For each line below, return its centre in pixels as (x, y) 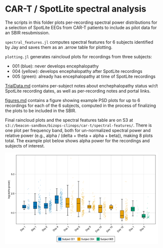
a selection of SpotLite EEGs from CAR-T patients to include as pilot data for (81, 27)
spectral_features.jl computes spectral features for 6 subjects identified (79, 42)
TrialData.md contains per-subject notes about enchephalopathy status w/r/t (81, 85)
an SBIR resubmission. (27, 33)
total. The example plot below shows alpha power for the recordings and (77, 141)
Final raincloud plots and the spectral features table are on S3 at (69, 120)
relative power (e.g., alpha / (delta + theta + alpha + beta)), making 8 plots (79, 135)
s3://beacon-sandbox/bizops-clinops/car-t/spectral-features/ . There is (78, 125)
